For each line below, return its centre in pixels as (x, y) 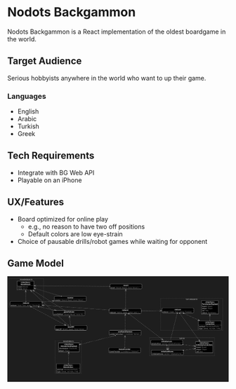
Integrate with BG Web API (56, 172)
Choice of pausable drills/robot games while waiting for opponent (112, 241)
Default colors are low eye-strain (75, 234)
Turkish (28, 126)
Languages (27, 96)
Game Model (36, 264)
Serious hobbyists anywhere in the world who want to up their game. (107, 78)
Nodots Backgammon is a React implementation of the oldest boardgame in (117, 32)
